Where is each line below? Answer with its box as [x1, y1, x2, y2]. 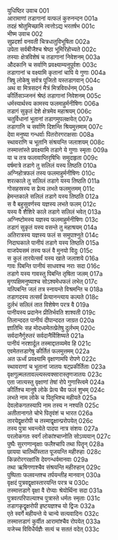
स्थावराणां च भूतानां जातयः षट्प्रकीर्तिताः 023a [7, 363, 106, 371]
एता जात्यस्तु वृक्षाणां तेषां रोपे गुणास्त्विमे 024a [7, 378, 105, 386]
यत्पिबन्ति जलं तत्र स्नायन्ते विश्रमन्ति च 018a [7, 285, 104, 293]
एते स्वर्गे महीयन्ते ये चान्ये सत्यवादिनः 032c [7, 510, 99, 517]
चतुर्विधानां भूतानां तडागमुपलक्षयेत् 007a [7, 115, 93, 123]
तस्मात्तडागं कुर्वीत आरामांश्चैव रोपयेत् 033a [7, 517, 101, 526]
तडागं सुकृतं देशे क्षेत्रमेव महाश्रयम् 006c [7, 107, 92, 115]
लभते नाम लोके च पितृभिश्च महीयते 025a [7, 393, 97, 402]
